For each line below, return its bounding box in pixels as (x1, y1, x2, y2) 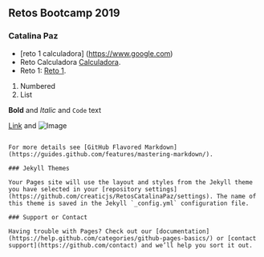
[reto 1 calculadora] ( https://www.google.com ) (19, 48, 173, 58)
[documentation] (155, 227, 210, 235)
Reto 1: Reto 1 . (19, 66, 67, 75)
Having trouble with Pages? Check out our (8, 227, 152, 235)
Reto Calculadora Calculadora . (19, 57, 121, 66)
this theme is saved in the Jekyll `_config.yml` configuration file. (8, 199, 250, 207)
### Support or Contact (8, 213, 88, 221)
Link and (8, 120, 37, 131)
